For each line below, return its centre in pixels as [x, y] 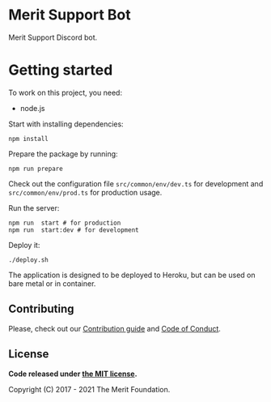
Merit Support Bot [70, 15]
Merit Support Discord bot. [53, 37]
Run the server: [34, 207]
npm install [28, 139]
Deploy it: [24, 245]
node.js [33, 108]
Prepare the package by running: [64, 154]
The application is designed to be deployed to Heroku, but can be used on [132, 275]
